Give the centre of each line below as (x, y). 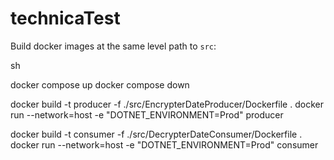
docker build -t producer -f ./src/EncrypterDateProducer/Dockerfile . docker (167, 104)
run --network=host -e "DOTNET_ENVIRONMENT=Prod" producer (147, 114)
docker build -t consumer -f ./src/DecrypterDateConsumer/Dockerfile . (156, 134)
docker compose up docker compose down (100, 84)
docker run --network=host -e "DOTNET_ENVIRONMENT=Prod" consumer (164, 144)
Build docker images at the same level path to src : (113, 46)
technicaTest (65, 18)
